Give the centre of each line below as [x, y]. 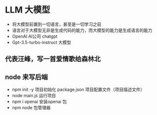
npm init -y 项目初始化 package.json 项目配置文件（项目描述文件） [78, 89]
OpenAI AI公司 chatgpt [35, 36]
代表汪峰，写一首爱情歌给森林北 [53, 59]
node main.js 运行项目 [34, 96]
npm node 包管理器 [31, 108]
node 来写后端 [26, 77]
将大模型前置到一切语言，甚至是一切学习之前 [57, 24]
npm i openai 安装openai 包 [39, 101]
